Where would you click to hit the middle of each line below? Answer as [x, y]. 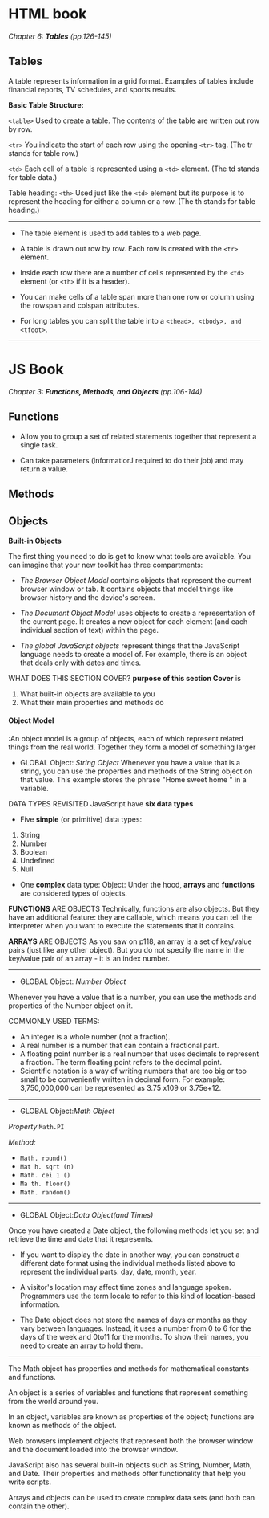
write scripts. [30, 1482]
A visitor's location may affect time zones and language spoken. [125, 1287]
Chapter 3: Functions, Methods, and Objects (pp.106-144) [105, 391]
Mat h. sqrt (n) [47, 1167]
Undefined [37, 860]
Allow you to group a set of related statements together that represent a [138, 436]
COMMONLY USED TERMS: [54, 1021]
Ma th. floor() [45, 1184]
